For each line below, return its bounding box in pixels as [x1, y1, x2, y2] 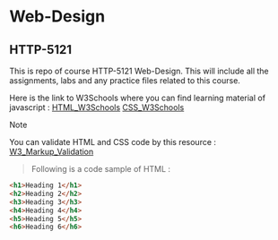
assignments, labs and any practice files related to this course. [9, 75, 240, 86]
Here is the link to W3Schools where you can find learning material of [9, 92, 266, 103]
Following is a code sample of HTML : [30, 164, 171, 174]
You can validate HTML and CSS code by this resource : [9, 137, 217, 147]
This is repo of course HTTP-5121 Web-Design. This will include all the [9, 65, 269, 76]
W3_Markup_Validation [9, 146, 94, 157]
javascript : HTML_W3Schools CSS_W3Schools [9, 102, 185, 113]
